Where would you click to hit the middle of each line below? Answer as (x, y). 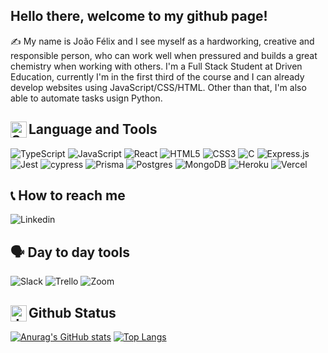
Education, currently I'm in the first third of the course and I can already (157, 76)
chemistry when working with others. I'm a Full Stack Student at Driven (156, 66)
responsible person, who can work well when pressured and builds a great (164, 55)
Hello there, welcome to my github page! (139, 16)
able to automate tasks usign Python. (86, 98)
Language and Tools (93, 129)
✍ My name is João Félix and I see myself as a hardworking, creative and (162, 41)
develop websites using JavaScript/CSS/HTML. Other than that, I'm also (158, 87)
